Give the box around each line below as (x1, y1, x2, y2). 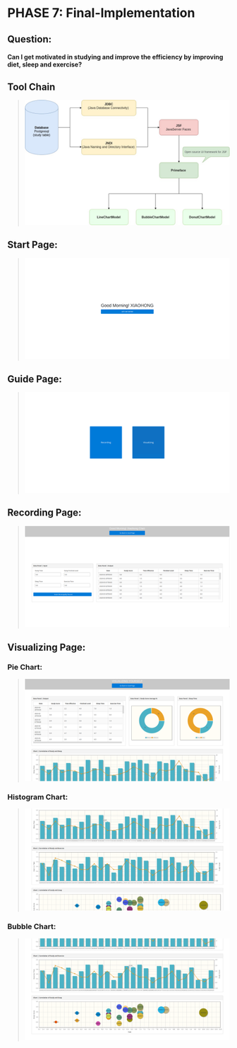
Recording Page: (7, 507, 82, 519)
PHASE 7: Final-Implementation (7, 5, 195, 21)
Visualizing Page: (7, 641, 86, 653)
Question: (7, 33, 52, 45)
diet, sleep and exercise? (7, 60, 83, 69)
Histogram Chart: (7, 792, 68, 802)
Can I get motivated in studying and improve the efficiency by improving (7, 53, 224, 62)
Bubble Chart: (7, 921, 56, 931)
